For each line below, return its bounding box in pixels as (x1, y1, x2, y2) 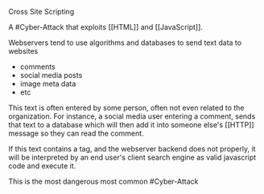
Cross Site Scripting (8, 7, 75, 16)
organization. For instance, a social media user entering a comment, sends (8, 111, 256, 121)
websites (8, 46, 39, 55)
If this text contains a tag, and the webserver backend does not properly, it (8, 144, 256, 153)
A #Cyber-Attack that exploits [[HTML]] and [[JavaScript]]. (8, 22, 204, 31)
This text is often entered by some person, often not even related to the (8, 103, 245, 112)
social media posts (19, 71, 83, 79)
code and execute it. (8, 161, 76, 171)
